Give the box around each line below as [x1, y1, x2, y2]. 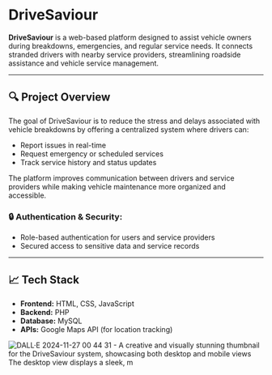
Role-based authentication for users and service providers [19, 232, 215, 242]
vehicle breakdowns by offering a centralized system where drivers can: [8, 124, 249, 134]
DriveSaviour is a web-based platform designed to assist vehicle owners [8, 32, 253, 42]
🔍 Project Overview [8, 91, 111, 104]
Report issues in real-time [19, 140, 107, 150]
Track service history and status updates [19, 157, 157, 167]
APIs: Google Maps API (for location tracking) [19, 324, 173, 334]
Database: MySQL [19, 316, 83, 326]
